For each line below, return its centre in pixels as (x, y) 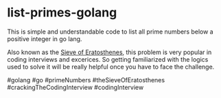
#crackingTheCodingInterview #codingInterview (75, 87)
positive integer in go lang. (45, 38)
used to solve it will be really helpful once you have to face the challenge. (111, 66)
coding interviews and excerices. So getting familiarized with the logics (108, 59)
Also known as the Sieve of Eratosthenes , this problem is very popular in (109, 52)
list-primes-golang (62, 13)
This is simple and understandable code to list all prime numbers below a (110, 32)
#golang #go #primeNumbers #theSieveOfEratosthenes (86, 79)
